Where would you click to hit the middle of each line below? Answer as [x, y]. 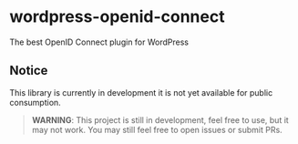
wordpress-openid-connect [117, 17]
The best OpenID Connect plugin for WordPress [99, 42]
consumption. [35, 102]
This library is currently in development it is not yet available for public [141, 92]
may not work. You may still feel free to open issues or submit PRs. [157, 129]
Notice [29, 71]
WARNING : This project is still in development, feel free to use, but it [160, 119]
